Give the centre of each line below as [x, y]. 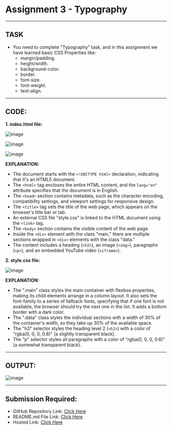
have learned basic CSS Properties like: [54, 52]
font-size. [30, 80]
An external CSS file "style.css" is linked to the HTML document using [87, 217]
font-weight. [34, 85]
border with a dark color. [39, 312]
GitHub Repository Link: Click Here [49, 412]
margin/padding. [38, 58]
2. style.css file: [23, 260]
